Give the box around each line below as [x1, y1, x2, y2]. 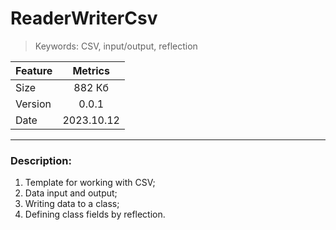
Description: [10, 153, 72, 167]
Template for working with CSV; [24, 177, 156, 189]
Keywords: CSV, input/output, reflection [34, 40, 198, 52]
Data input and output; [24, 187, 118, 199]
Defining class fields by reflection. [24, 208, 166, 221]
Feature [15, 63, 53, 77]
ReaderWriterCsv [10, 7, 158, 30]
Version [15, 97, 52, 111]
